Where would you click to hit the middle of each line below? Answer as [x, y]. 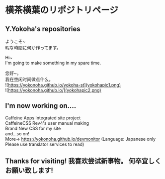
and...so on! [17, 134]
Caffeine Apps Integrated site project [43, 118]
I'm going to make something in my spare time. [53, 63]
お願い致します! [29, 170]
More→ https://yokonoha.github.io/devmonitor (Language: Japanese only [80, 139]
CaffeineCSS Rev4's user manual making [47, 123]
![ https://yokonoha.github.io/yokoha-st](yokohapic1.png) [63, 85]
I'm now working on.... [41, 106]
